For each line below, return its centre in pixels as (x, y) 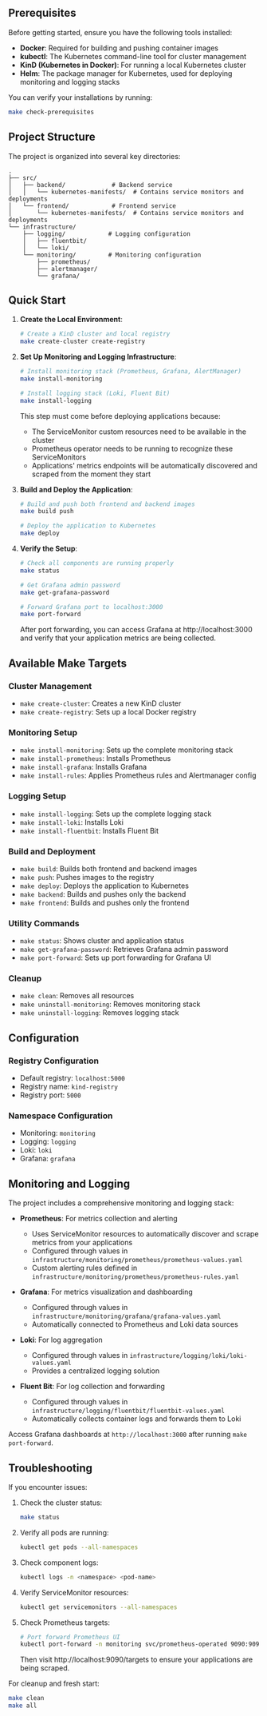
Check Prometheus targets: (65, 1622)
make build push (47, 512)
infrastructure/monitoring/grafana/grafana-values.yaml (126, 1317)
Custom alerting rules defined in (84, 1268)
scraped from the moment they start (91, 474)
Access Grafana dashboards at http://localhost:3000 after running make (128, 1435)
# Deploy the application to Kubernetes (88, 526)
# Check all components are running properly (96, 563)
